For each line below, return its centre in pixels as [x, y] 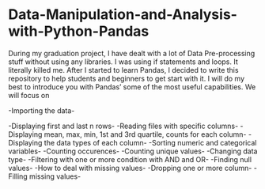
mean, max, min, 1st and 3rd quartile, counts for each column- [145, 134]
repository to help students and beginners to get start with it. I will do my [127, 78]
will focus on [29, 95]
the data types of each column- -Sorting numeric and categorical [150, 142]
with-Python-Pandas [79, 31]
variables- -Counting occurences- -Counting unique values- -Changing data [133, 151]
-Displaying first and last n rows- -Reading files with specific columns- [123, 126]
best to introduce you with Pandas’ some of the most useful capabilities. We [132, 87]
